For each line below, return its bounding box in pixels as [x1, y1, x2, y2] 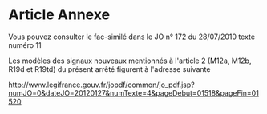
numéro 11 [8, 40, 42, 49]
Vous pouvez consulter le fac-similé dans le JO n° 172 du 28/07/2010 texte [8, 32, 255, 41]
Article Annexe [8, 6, 111, 24]
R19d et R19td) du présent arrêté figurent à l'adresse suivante [8, 64, 211, 73]
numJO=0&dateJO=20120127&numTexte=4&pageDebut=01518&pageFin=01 [8, 88, 259, 97]
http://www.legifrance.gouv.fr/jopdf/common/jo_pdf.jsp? [8, 80, 195, 89]
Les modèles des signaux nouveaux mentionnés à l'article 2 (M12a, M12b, [8, 56, 252, 65]
